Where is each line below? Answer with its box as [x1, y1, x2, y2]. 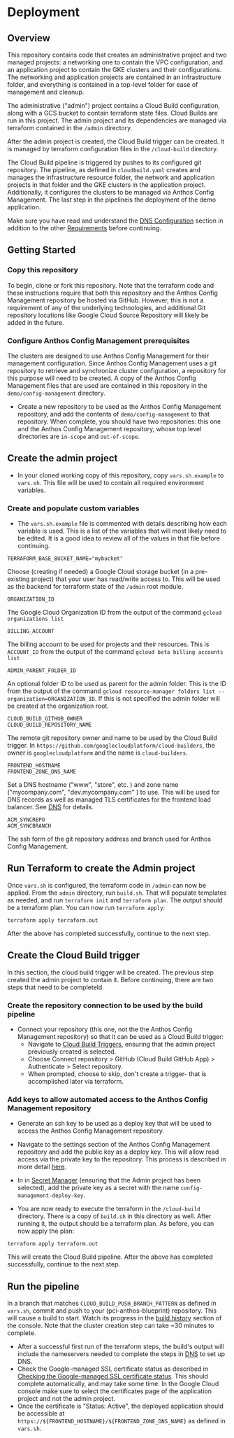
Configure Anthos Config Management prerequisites [7, 335, 190, 345]
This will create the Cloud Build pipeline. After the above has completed [7, 1252, 213, 1261]
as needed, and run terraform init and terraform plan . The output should [7, 895, 223, 904]
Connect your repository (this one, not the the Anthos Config [17, 1025, 193, 1033]
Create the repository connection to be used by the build [7, 1000, 203, 1010]
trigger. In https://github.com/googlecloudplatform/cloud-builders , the [7, 741, 215, 750]
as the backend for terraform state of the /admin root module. [7, 582, 184, 591]
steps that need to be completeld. [7, 983, 105, 991]
